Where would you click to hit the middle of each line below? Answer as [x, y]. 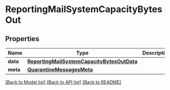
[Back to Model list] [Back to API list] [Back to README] [63, 82]
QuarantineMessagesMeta [60, 70]
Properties [22, 39]
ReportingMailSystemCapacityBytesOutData [82, 61]
